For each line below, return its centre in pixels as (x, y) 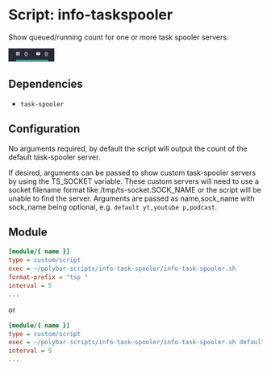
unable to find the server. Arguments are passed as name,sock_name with (132, 198)
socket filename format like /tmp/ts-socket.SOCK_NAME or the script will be (135, 189)
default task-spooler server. (54, 157)
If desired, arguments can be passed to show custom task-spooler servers (132, 173)
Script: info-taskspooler (91, 15)
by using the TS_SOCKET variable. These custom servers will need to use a (134, 181)
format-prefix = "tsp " (48, 277)
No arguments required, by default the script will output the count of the (128, 148)
